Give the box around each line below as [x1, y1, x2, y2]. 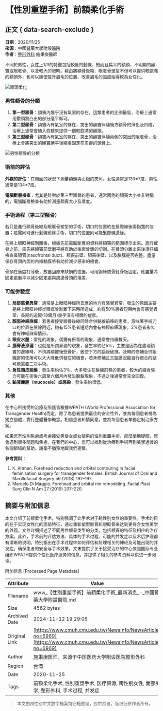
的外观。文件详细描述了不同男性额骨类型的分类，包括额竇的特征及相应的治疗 [5, 527, 158, 533]
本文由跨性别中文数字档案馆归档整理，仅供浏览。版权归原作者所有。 [16, 701, 153, 707]
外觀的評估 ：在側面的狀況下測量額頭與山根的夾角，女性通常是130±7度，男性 [5, 176, 158, 182]
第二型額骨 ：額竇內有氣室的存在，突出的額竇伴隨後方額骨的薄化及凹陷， [12, 122, 157, 128]
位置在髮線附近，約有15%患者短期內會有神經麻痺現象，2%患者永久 [20, 324, 155, 330]
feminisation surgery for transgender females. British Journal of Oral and [12, 470, 158, 476]
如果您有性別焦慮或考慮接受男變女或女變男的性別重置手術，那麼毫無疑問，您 [5, 433, 158, 439]
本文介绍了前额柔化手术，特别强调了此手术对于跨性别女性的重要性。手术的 [5, 515, 154, 521]
